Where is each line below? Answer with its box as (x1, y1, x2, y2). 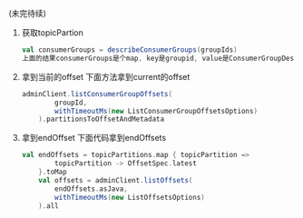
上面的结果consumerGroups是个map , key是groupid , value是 (21, 54, 230, 63)
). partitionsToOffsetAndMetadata (38, 114, 165, 124)
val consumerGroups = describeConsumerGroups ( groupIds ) (21, 45, 238, 54)
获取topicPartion (21, 27, 83, 38)
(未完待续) (8, 8, 47, 18)
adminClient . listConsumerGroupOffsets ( (21, 89, 173, 98)
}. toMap (38, 167, 67, 176)
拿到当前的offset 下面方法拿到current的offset (21, 71, 191, 82)
